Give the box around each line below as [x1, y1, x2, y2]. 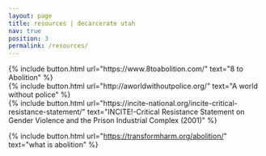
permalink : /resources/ [8, 42, 89, 50]
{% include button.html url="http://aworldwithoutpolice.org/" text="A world [8, 82, 259, 91]
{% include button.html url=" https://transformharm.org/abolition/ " [8, 131, 228, 141]
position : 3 [8, 34, 49, 43]
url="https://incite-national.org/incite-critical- [86, 99, 239, 108]
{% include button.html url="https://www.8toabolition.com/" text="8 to [8, 64, 244, 74]
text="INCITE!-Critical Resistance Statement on [87, 107, 245, 117]
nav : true [8, 27, 42, 35]
